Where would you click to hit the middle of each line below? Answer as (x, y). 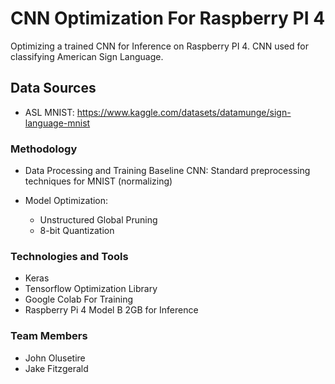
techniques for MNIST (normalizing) (98, 181)
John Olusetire (55, 358)
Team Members (49, 336)
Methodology (44, 149)
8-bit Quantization (77, 231)
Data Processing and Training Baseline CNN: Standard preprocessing (167, 171)
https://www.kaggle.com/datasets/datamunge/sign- (184, 112)
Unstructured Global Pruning (98, 220)
